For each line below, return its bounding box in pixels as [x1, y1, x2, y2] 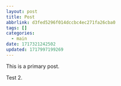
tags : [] [6, 25, 27, 31]
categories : [6, 30, 35, 36]
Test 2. [6, 74, 23, 81]
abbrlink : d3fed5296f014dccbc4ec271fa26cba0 [6, 19, 116, 25]
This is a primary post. [6, 63, 60, 70]
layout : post [6, 8, 38, 15]
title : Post [6, 14, 35, 20]
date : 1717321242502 [6, 42, 56, 47]
